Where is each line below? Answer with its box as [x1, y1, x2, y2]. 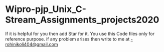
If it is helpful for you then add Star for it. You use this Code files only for [5, 30, 154, 36]
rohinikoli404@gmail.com [5, 41, 58, 47]
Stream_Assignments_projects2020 [5, 14, 159, 25]
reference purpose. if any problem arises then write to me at [5, 36, 130, 42]
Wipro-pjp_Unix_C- [5, 3, 87, 15]
